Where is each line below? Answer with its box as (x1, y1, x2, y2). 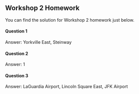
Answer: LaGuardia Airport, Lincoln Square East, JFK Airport (5, 84, 128, 90)
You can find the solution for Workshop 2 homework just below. (5, 17, 135, 23)
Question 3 (5, 72, 29, 78)
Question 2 (5, 50, 29, 56)
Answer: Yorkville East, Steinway (5, 39, 72, 45)
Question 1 (5, 28, 28, 34)
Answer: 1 (5, 62, 25, 67)
